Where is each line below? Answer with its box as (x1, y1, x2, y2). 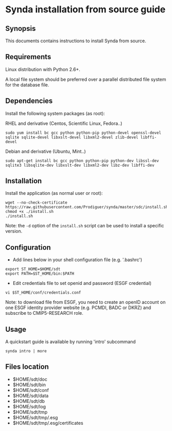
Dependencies (5, 97, 53, 105)
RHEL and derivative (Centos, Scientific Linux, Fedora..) (5, 120, 123, 127)
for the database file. (5, 81, 50, 88)
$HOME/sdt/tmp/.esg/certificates (12, 420, 83, 426)
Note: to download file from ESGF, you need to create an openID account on (5, 299, 166, 306)
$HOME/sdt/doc (12, 376, 48, 382)
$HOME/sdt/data (12, 392, 49, 399)
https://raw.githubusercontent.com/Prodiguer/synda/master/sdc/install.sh (5, 205, 168, 210)
